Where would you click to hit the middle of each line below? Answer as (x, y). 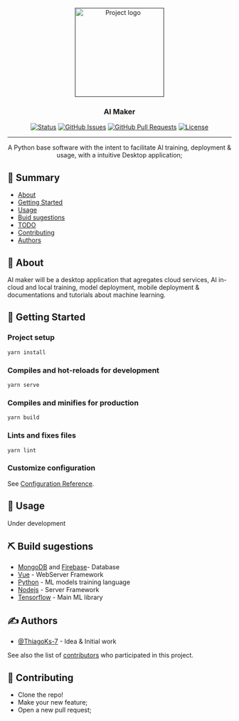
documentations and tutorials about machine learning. (86, 295)
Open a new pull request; (54, 710)
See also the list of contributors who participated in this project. (101, 655)
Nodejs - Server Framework (58, 590)
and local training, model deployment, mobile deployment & (112, 287)
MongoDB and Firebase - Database (68, 567)
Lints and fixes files (42, 435)
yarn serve (23, 385)
